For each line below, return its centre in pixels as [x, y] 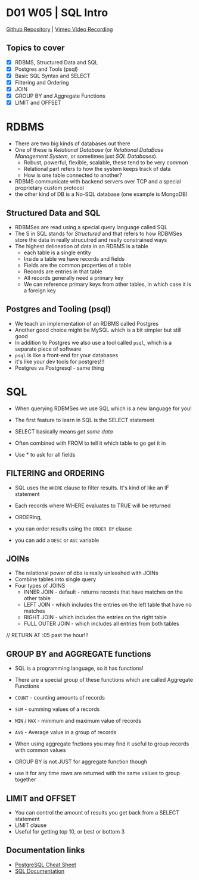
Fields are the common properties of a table [77, 265]
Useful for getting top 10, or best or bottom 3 [70, 831]
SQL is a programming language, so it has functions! [79, 668]
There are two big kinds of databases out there [72, 143]
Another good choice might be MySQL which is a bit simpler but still [98, 330]
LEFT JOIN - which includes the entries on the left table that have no [108, 605]
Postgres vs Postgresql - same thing [59, 368]
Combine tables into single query [55, 579]
